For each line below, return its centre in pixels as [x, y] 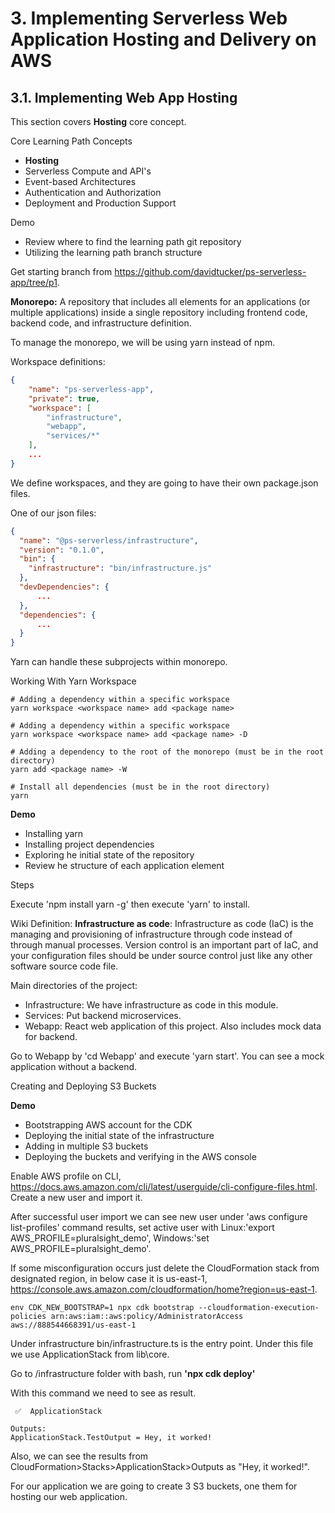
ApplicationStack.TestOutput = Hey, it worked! [111, 1438]
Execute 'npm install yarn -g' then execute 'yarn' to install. [130, 904]
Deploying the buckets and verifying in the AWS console [140, 1157]
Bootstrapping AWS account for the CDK [108, 1125]
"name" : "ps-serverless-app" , [91, 389]
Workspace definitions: [58, 361]
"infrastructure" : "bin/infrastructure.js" [120, 568]
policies [28, 1317]
